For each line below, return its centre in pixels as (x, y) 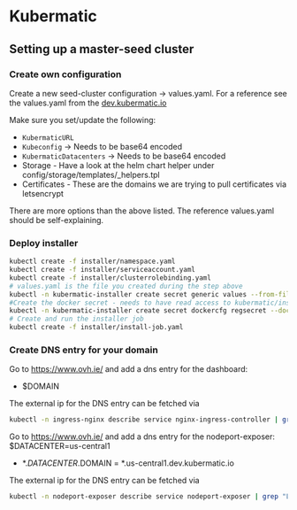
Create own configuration (65, 74)
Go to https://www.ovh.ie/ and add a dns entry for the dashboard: (129, 369)
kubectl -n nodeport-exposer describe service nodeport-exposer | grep (144, 497)
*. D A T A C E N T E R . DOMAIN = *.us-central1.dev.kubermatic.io (128, 463)
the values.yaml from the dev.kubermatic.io (88, 103)
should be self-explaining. (57, 220)
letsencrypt (43, 193)
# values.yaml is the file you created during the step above (126, 286)
